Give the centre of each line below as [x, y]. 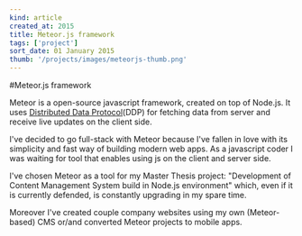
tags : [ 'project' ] [44, 43]
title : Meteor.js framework [62, 34]
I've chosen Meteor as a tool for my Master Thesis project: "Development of [150, 176]
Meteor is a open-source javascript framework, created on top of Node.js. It [150, 103]
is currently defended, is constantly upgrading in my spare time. [128, 195]
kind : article [36, 18]
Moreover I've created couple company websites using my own [127, 212]
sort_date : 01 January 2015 [62, 51]
